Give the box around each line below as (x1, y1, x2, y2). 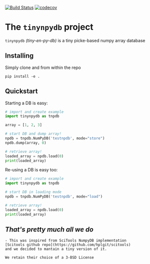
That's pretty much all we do (5, 225, 93, 233)
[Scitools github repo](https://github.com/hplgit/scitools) (5, 243, 131, 247)
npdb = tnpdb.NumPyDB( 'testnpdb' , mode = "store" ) (5, 136, 105, 141)
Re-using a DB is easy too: (5, 167, 58, 173)
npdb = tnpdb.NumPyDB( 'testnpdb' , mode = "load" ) (5, 194, 103, 199)
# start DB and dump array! (5, 132, 62, 136)
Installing (5, 51, 34, 60)
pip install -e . (5, 74, 40, 79)
